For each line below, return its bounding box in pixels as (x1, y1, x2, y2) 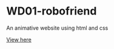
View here (6, 36, 32, 43)
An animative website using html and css (6, 24, 109, 31)
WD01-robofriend (6, 4, 97, 18)
